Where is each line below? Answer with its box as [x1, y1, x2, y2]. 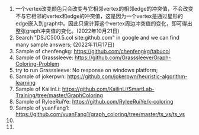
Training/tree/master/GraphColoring [15, 92, 103, 99]
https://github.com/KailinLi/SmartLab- [62, 85, 155, 92]
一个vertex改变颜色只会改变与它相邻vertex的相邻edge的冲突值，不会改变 [15, 5, 194, 12]
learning [15, 79, 36, 86]
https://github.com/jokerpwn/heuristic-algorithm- [67, 73, 188, 80]
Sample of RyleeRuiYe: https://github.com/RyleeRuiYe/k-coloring [15, 98, 174, 105]
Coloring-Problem [15, 60, 60, 67]
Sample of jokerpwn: [15, 73, 66, 80]
